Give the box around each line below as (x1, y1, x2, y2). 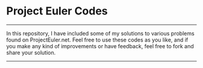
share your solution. (6, 49, 56, 56)
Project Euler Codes (6, 4, 108, 18)
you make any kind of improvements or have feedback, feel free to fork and (6, 42, 195, 49)
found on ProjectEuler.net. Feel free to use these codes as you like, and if (6, 36, 188, 43)
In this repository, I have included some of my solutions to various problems (6, 29, 195, 37)
